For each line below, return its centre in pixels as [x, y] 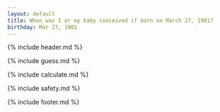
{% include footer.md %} [44, 102]
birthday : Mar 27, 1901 [42, 27]
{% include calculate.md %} [48, 74]
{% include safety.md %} [44, 89]
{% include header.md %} [45, 47]
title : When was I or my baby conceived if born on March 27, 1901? [110, 21]
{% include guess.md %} [44, 61]
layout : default [31, 14]
